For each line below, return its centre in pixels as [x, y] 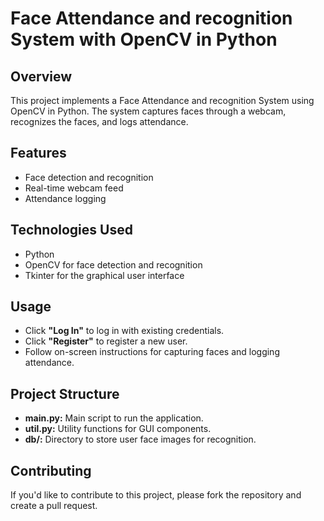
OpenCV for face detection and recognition [113, 264]
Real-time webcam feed [74, 188]
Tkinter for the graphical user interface [104, 275]
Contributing [51, 470]
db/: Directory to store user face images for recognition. [140, 439]
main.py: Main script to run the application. [114, 418]
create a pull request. [54, 506]
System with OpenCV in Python [144, 39]
